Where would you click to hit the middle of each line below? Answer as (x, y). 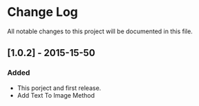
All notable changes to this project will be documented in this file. (100, 31)
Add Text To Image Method (56, 95)
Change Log (42, 12)
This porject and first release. (59, 88)
